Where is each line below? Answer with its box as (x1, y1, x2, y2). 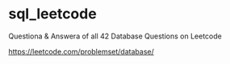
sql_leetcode (8, 5, 97, 23)
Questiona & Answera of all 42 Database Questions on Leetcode (8, 31, 222, 41)
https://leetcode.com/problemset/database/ (8, 46, 155, 56)
